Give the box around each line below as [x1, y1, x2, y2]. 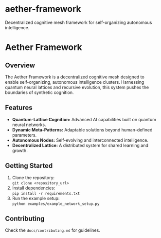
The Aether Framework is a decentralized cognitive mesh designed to [5, 74, 144, 80]
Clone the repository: [12, 174, 55, 181]
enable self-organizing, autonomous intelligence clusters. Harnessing [5, 79, 144, 85]
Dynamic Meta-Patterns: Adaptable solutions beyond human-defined [12, 127, 153, 132]
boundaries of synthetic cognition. [5, 89, 74, 95]
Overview [5, 61, 36, 69]
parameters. [12, 132, 37, 138]
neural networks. [12, 122, 46, 128]
